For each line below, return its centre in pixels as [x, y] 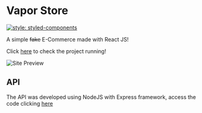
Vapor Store [37, 11]
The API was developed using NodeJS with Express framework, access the [101, 97]
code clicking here [30, 103]
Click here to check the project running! [56, 51]
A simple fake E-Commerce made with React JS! [68, 39]
